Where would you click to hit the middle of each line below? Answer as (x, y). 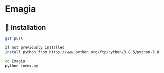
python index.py (22, 66)
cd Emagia (15, 61)
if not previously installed (35, 47)
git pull (14, 38)
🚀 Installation (26, 27)
